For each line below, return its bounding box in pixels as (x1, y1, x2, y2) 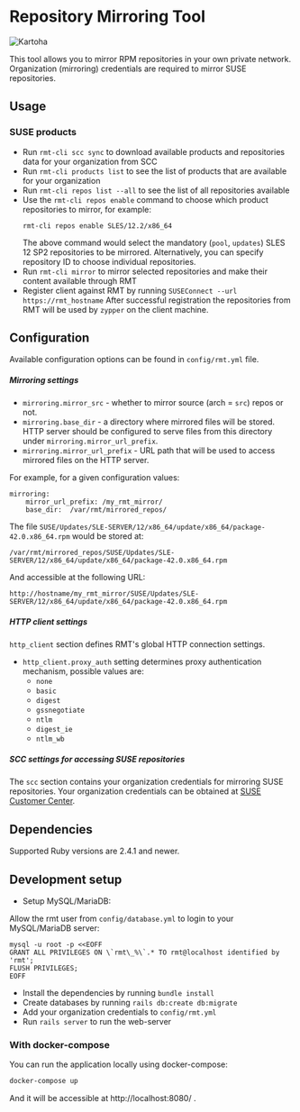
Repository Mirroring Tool (9, 6, 205, 27)
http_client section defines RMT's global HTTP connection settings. (9, 639, 266, 650)
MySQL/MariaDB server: (9, 922, 100, 934)
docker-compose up (9, 1077, 78, 1086)
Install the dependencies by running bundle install (22, 987, 214, 998)
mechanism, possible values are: (22, 666, 144, 677)
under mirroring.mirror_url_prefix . (22, 435, 159, 447)
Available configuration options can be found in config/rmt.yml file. (9, 354, 259, 365)
